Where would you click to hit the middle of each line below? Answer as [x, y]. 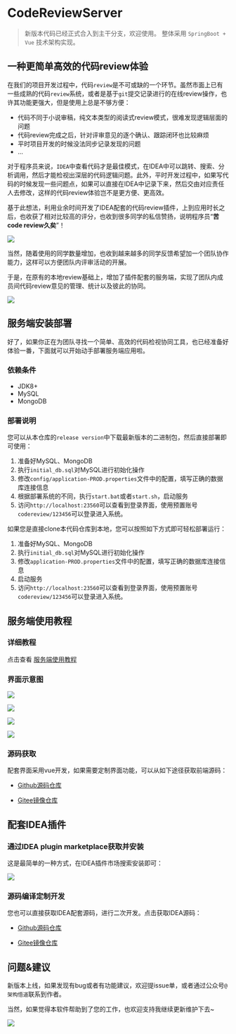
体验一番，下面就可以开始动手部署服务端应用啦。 [78, 351]
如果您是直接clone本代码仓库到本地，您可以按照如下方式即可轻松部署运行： [117, 529]
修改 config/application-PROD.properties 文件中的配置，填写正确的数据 [120, 479]
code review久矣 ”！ [36, 225]
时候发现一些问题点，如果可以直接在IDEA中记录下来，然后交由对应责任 [122, 184]
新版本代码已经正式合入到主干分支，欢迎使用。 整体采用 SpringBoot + [125, 33]
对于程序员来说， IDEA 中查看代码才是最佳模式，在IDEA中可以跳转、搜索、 [113, 166]
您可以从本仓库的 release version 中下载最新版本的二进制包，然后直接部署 [114, 437]
